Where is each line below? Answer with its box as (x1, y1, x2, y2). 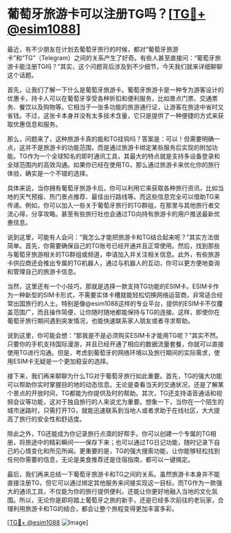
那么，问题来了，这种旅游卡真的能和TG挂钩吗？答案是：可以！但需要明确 (7, 134, 214, 143)
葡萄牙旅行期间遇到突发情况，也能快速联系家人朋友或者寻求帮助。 (7, 316, 194, 325)
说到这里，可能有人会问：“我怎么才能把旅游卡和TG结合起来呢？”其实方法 (7, 232, 214, 241)
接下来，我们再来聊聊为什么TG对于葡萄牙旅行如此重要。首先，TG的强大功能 (7, 372, 223, 380)
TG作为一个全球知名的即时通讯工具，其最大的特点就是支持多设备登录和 (19, 152, 221, 160)
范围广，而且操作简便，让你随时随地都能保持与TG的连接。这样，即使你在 (12, 308, 221, 316)
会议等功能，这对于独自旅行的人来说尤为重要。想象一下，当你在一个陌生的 (12, 397, 224, 405)
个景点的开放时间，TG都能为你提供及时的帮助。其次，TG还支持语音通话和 (7, 389, 217, 397)
